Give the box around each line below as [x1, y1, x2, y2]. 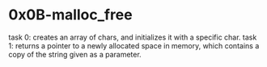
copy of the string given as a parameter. [8, 49, 142, 59]
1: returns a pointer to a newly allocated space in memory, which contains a [8, 40, 260, 50]
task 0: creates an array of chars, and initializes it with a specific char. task [8, 32, 257, 42]
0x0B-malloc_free [8, 6, 133, 24]
